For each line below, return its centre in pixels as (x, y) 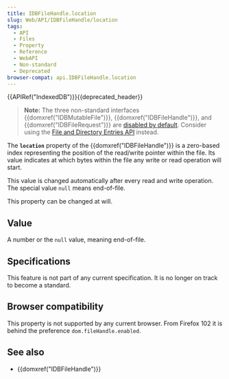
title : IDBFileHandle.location (52, 13)
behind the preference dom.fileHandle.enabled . (74, 330)
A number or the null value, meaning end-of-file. (76, 240)
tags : (15, 26)
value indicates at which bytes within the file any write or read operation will (114, 160)
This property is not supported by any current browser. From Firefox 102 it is (115, 323)
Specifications (39, 261)
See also (26, 353)
